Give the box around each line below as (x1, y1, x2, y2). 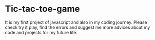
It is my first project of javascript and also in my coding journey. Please (5, 19, 147, 25)
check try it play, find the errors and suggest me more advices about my (5, 24, 150, 30)
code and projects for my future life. (5, 29, 77, 35)
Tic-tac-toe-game (5, 3, 80, 14)
